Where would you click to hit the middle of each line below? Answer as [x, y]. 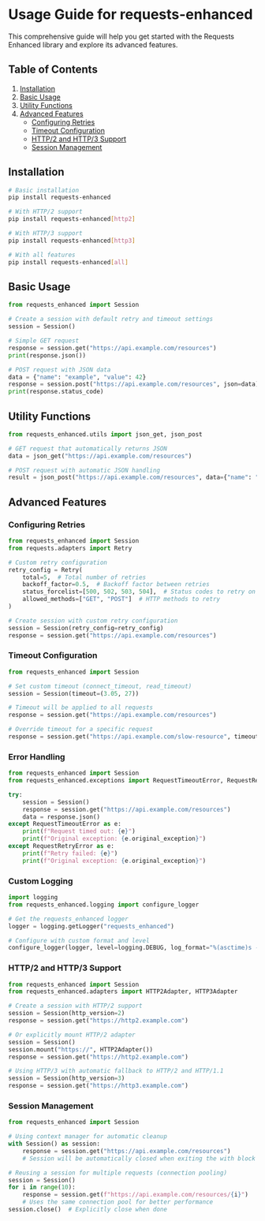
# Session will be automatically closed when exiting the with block [139, 1158]
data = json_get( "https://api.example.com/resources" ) [100, 456]
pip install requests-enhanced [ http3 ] [72, 241]
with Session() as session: [54, 1144]
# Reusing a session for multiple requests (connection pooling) [118, 1173]
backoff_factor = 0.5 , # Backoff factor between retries [116, 584]
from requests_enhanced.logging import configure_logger [104, 905]
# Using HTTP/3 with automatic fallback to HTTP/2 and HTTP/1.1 [116, 1071]
